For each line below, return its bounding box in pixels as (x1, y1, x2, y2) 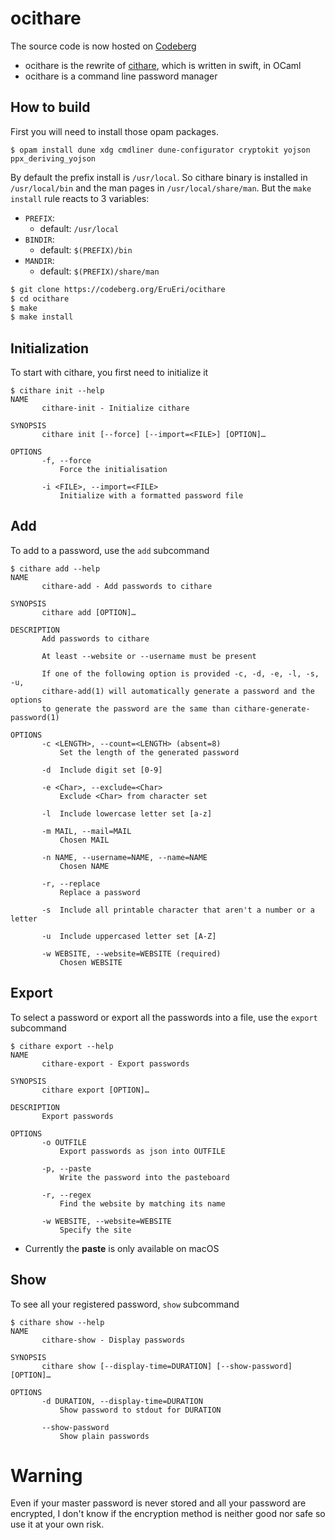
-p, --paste (41, 1163, 92, 1174)
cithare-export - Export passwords (41, 1058, 190, 1069)
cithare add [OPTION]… (41, 607, 137, 617)
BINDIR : (24, 233, 55, 245)
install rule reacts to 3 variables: (10, 192, 150, 204)
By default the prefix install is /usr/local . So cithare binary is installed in (10, 171, 308, 183)
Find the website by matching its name (59, 1198, 226, 1209)
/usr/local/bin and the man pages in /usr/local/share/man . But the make (10, 182, 312, 194)
